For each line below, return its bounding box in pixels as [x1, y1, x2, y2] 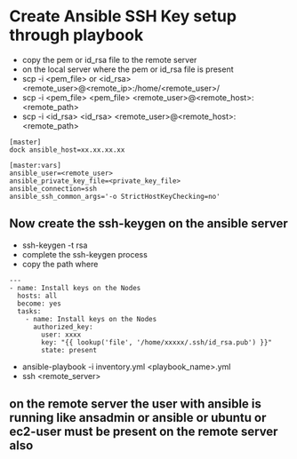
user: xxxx [41, 330, 82, 339]
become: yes [17, 299, 62, 308]
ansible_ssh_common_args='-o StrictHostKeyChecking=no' [9, 192, 221, 201]
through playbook [9, 25, 144, 45]
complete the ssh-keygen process [21, 249, 148, 259]
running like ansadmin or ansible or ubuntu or [9, 410, 267, 425]
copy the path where [21, 258, 99, 269]
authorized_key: [32, 322, 93, 331]
